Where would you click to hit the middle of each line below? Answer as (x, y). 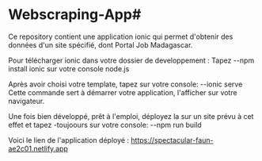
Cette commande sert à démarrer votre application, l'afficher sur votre (123, 92)
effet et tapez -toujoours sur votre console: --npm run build (105, 125)
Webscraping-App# (75, 15)
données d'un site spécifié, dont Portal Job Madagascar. (101, 44)
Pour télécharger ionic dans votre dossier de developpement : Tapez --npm (131, 60)
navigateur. (27, 101)
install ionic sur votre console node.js (69, 68)
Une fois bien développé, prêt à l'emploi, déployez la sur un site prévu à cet (131, 116)
